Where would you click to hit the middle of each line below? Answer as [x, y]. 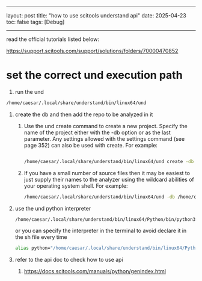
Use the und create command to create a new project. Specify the [106, 126]
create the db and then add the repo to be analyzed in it [84, 114]
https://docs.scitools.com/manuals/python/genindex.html [95, 271]
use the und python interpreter [53, 208]
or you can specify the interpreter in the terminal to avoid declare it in [101, 231]
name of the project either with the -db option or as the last [97, 132]
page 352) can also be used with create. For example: [91, 145]
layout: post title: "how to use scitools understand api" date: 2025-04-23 [96, 15]
